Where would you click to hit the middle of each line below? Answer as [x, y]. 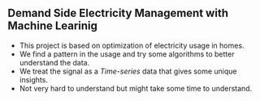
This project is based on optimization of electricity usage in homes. [132, 45]
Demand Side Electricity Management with [118, 13]
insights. [33, 79]
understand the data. [54, 62]
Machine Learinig [53, 26]
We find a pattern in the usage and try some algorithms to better [127, 54]
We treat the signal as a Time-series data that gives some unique [128, 71]
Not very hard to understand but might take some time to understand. [136, 88]
